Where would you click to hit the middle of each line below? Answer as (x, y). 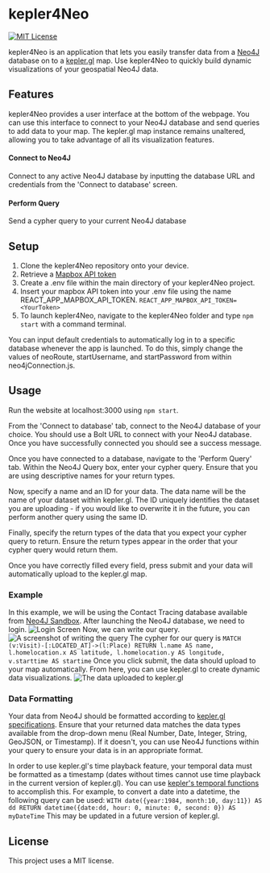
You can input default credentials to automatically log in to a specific (122, 339)
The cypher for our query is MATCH (186, 638)
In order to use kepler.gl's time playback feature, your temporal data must (130, 766)
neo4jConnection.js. (42, 365)
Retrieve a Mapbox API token (68, 274)
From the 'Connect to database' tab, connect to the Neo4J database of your (135, 426)
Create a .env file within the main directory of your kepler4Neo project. (137, 282)
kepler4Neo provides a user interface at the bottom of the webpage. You (129, 114)
